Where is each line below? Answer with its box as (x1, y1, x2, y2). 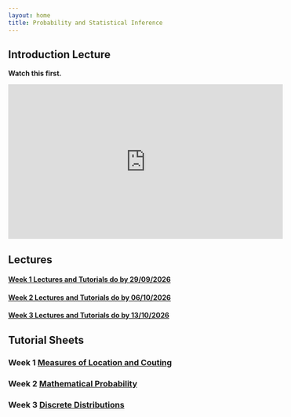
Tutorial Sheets (8, 333, 85, 346)
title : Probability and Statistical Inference (8, 19, 163, 27)
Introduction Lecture (8, 48, 111, 61)
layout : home (8, 11, 51, 20)
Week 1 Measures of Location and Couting (8, 357, 173, 368)
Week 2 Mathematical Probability (8, 378, 138, 389)
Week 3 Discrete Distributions (8, 399, 125, 410)
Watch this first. (8, 68, 62, 79)
